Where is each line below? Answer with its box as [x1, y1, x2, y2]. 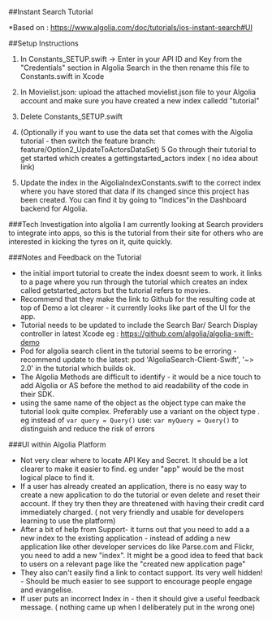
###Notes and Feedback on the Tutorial [8, 252, 142, 262]
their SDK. [19, 390, 54, 399]
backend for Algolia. [19, 203, 88, 213]
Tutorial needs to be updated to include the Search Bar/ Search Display [19, 321, 258, 330]
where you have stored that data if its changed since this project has [19, 186, 250, 196]
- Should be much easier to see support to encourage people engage [19, 577, 253, 586]
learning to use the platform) [19, 516, 116, 526]
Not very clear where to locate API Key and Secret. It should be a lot [19, 456, 248, 465]
